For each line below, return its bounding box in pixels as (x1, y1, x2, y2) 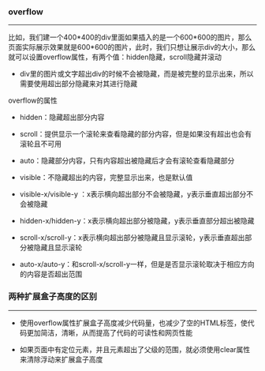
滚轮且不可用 (19, 139, 62, 148)
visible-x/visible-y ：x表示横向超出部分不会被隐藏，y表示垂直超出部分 (19, 189, 247, 199)
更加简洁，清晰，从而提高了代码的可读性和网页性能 (26, 328, 193, 337)
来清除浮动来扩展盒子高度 (19, 354, 103, 364)
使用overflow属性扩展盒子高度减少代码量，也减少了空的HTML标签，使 (19, 318, 248, 328)
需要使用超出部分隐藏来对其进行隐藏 (19, 79, 138, 88)
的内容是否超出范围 (19, 269, 83, 279)
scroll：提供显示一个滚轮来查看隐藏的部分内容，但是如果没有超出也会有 (19, 129, 252, 139)
